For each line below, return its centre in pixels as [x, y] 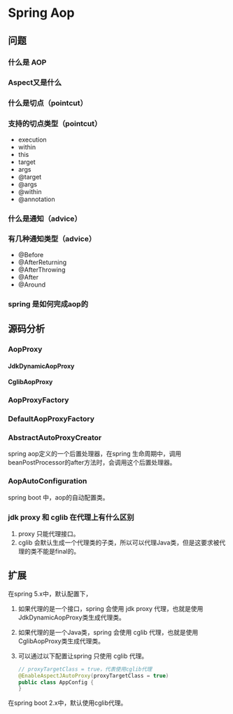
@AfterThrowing [42, 269]
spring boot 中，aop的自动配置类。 [58, 497]
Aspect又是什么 [35, 83]
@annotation [36, 199]
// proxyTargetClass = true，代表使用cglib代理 [85, 669]
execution [33, 139]
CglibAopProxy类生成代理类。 [61, 641]
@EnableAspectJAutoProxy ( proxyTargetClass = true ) [93, 675]
